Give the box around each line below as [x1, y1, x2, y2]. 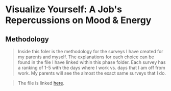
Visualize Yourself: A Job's [5, 4, 123, 15]
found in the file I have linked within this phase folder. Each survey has [17, 59, 166, 65]
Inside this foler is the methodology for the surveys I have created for [17, 49, 163, 54]
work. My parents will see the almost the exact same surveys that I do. [17, 70, 166, 76]
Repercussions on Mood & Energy [5, 14, 152, 26]
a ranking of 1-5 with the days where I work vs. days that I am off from [17, 65, 165, 71]
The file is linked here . [17, 80, 65, 86]
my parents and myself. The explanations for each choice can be [17, 54, 155, 60]
